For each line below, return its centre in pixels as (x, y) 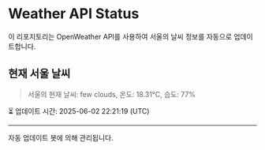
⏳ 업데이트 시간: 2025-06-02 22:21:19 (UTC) (79, 111)
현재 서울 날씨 (39, 74)
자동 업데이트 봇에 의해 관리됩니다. (61, 137)
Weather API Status (74, 14)
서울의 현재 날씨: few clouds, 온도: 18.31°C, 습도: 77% (111, 94)
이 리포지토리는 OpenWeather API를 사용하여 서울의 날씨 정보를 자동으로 (120, 36)
